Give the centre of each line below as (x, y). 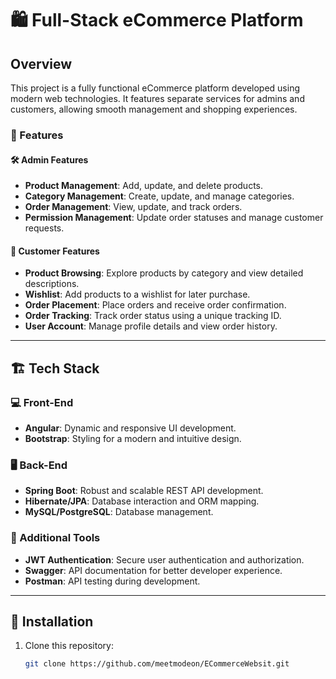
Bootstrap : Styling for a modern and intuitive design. (133, 439)
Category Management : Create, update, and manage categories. (159, 196)
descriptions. (52, 284)
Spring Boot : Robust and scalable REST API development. (144, 491)
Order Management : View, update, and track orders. (133, 207)
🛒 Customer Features (55, 251)
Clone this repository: (69, 646)
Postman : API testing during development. (112, 581)
